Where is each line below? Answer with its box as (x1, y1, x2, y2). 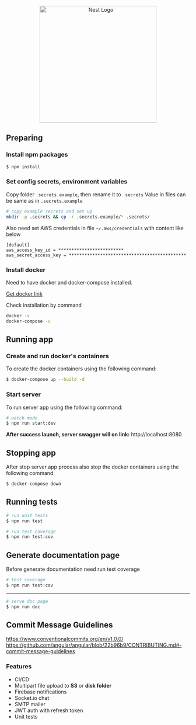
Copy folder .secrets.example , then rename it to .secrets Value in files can (6, 190, 186, 198)
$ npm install (6, 164, 41, 169)
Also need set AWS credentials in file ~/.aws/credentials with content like (6, 224, 184, 231)
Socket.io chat (14, 694, 50, 701)
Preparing (6, 133, 43, 143)
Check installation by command (6, 301, 82, 308)
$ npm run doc (6, 603, 41, 610)
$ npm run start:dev (6, 421, 57, 426)
